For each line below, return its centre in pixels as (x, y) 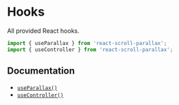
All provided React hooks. (44, 31)
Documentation (41, 71)
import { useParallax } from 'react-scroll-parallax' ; (87, 43)
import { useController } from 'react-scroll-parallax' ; (90, 49)
